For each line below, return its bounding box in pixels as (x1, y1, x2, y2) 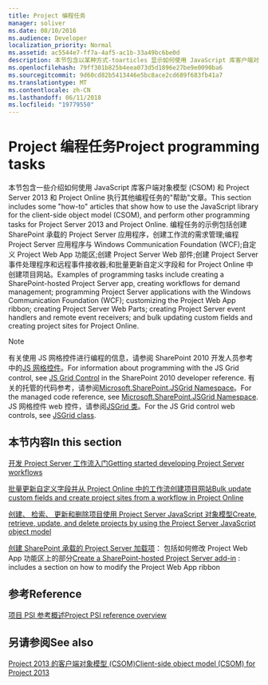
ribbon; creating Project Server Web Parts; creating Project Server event (8, 305, 246, 314)
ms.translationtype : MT (8, 78, 88, 86)
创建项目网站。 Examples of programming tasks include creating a (8, 269, 225, 280)
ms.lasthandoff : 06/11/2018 (8, 94, 102, 102)
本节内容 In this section (8, 436, 122, 449)
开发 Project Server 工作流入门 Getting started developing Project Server (8, 458, 245, 468)
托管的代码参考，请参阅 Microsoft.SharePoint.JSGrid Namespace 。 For (22, 383, 252, 392)
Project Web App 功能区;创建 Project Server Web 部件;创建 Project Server (17, 249, 259, 260)
